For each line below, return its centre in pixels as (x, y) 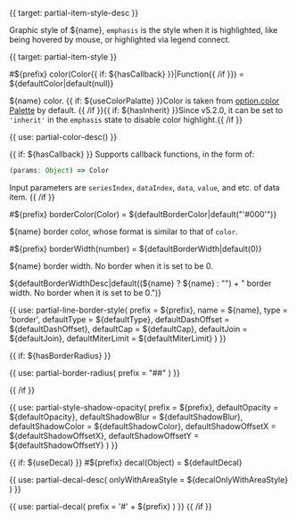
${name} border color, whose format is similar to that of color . (124, 232)
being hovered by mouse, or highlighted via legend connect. (120, 40)
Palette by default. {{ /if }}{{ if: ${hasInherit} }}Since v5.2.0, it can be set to (146, 110)
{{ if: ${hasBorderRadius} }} (60, 355)
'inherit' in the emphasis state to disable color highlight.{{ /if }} (126, 120)
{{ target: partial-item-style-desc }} (74, 13)
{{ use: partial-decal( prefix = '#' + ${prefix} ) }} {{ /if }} (111, 506)
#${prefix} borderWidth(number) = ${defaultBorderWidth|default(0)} (136, 248)
